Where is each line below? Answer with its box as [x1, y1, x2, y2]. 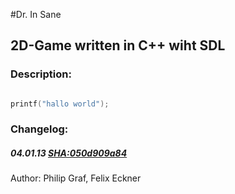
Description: [10, 67, 72, 81]
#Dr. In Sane [10, 9, 62, 20]
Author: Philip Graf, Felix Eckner [10, 172, 142, 184]
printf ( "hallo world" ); [10, 99, 110, 109]
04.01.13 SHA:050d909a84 [10, 147, 128, 159]
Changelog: [10, 122, 69, 136]
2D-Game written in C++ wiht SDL [10, 37, 226, 54]
